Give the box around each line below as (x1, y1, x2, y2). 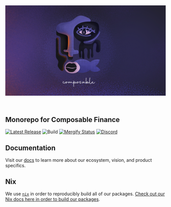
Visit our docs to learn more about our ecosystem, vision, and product (5, 157, 152, 163)
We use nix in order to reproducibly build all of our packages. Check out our (5, 191, 165, 197)
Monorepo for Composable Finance (5, 115, 120, 124)
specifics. (5, 163, 26, 169)
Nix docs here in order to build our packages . (5, 196, 100, 202)
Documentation (5, 143, 56, 152)
